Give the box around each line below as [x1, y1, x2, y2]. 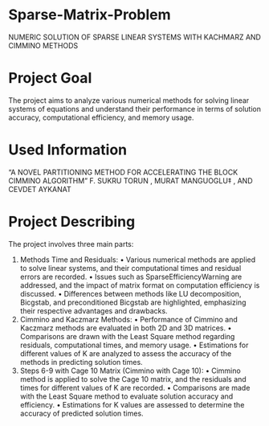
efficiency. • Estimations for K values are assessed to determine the [19, 399, 245, 409]
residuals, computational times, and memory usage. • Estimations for [19, 340, 249, 350]
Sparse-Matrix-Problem [8, 6, 171, 24]
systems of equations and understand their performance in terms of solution [8, 104, 261, 113]
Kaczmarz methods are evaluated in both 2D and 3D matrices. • [19, 323, 232, 333]
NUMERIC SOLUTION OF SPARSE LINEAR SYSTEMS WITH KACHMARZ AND [8, 32, 261, 42]
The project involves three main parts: [8, 239, 134, 248]
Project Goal [8, 69, 92, 88]
